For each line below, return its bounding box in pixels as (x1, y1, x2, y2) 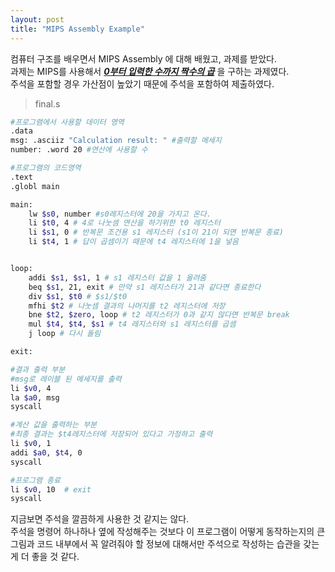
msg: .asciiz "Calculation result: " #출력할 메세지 (10, 136, 222, 146)
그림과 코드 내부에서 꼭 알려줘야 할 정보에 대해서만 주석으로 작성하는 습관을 (10, 538, 302, 550)
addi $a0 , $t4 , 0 (10, 447, 83, 458)
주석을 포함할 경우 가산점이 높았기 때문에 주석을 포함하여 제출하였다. (10, 77, 275, 90)
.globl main (10, 181, 60, 191)
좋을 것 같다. (31, 551, 80, 563)
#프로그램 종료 (10, 475, 61, 485)
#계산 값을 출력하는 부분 (10, 420, 98, 430)
